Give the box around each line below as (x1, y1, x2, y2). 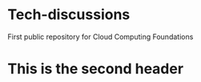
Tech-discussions (7, 6, 131, 24)
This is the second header (7, 60, 184, 78)
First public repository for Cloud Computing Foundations (7, 32, 194, 41)
